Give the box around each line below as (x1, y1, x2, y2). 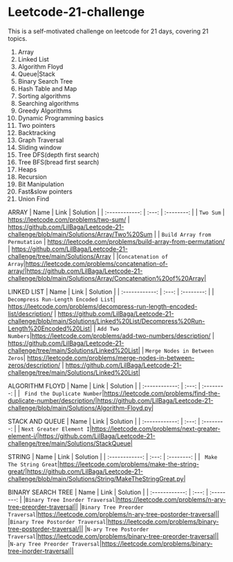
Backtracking (17, 129, 56, 137)
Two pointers (17, 121, 56, 129)
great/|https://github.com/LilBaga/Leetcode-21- (8, 467, 144, 476)
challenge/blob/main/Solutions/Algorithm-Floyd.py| (8, 404, 154, 412)
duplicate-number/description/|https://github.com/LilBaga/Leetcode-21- (8, 396, 214, 404)
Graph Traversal (17, 135, 64, 144)
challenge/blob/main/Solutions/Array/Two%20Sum (8, 230, 153, 238)
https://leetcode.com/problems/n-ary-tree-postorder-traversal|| (37, 509, 220, 518)
